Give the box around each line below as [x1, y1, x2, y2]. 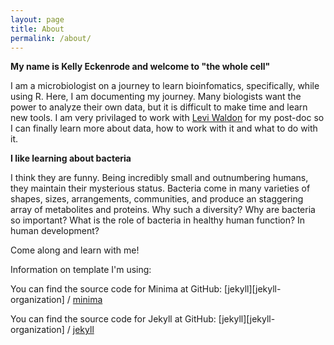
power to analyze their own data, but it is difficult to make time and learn [10, 101, 308, 113]
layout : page [10, 14, 65, 25]
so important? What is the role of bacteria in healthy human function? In [10, 214, 306, 226]
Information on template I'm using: [10, 264, 152, 276]
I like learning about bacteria [10, 152, 132, 165]
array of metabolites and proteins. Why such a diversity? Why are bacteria [10, 204, 316, 216]
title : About [10, 24, 65, 34]
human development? [10, 225, 100, 237]
